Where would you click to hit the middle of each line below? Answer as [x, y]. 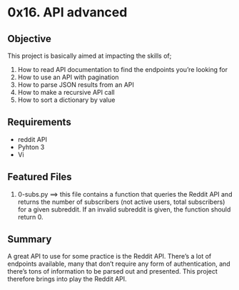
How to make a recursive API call [66, 92]
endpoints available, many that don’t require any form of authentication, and [119, 264]
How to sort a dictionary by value [66, 100]
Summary [30, 239]
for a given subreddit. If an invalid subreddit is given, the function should [124, 209]
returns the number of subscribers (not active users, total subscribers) [121, 202]
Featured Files [40, 177]
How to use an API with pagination [68, 77]
